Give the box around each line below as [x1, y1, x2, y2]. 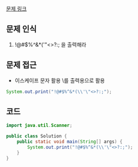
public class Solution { [6, 133, 67, 139]
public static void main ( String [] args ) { [17, 139, 123, 145]
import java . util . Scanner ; [6, 123, 73, 129]
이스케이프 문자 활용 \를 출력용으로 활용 [14, 76, 105, 84]
